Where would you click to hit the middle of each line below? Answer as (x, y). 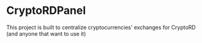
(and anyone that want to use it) (46, 33)
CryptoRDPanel (46, 11)
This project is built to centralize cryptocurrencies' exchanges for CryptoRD (101, 27)
